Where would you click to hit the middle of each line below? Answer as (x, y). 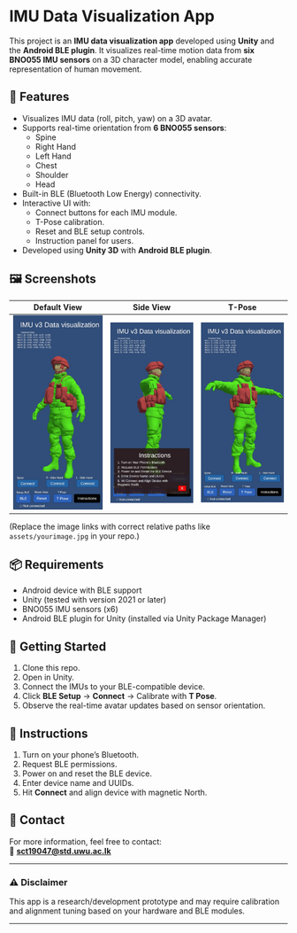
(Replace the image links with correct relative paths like (110, 526)
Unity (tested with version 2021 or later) (94, 600)
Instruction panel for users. (84, 240)
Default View (57, 307)
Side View (151, 307)
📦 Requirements (57, 564)
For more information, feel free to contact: (85, 841)
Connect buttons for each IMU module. (106, 212)
